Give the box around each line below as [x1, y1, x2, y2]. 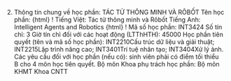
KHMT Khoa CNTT [13, 68, 69, 75]
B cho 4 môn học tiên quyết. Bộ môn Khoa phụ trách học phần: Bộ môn [13, 60, 220, 68]
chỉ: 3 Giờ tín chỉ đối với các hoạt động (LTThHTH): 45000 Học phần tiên [13, 30, 224, 38]
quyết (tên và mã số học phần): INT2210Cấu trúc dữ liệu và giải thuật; [13, 38, 215, 46]
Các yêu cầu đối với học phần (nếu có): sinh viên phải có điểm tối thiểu [13, 52, 219, 61]
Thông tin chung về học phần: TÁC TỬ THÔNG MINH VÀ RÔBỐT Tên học [13, 8, 225, 16]
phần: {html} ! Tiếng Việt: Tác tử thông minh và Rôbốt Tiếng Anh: [13, 15, 201, 24]
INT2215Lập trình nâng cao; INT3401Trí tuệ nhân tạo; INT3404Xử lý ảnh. [13, 45, 224, 53]
